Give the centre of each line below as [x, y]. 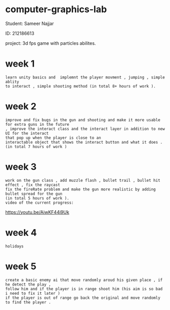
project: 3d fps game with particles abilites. [51, 43]
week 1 [20, 64]
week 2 [21, 107]
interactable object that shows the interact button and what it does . [84, 142]
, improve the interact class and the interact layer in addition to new [85, 129]
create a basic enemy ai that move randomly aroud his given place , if [84, 280]
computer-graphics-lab [56, 9]
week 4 [21, 232]
